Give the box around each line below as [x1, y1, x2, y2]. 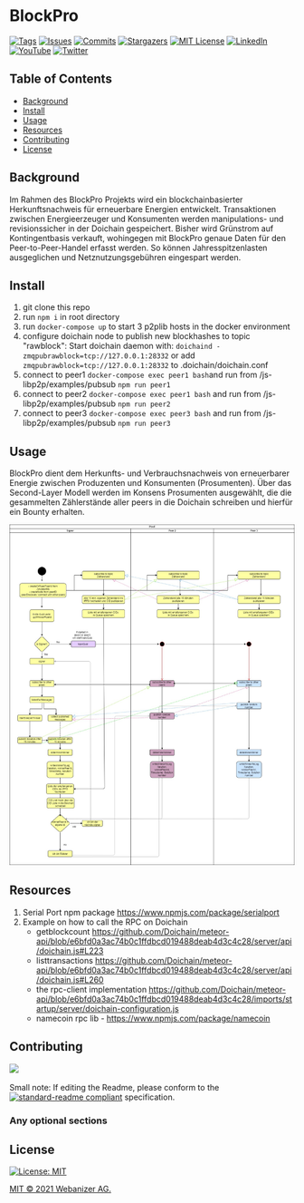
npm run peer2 [117, 400, 171, 409]
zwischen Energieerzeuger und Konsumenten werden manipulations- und [9, 213, 284, 224]
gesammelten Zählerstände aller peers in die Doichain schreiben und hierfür [9, 497, 293, 508]
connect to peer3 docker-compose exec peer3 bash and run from [22, 408, 261, 419]
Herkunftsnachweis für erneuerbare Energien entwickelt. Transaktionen [9, 203, 277, 214]
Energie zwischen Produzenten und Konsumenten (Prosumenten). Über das [9, 478, 292, 489]
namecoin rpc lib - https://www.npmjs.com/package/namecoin [35, 1013, 271, 1024]
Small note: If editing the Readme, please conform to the [9, 1082, 220, 1092]
